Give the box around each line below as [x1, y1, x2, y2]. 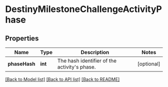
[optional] [137, 60, 160, 67]
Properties [5, 34, 39, 42]
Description [80, 49, 109, 55]
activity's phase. [57, 63, 96, 70]
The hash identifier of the [57, 57, 116, 64]
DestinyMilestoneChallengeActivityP [5, 3, 162, 15]
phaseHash [7, 60, 35, 67]
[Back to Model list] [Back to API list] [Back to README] [5, 76, 120, 82]
